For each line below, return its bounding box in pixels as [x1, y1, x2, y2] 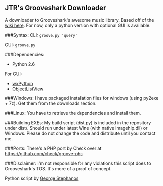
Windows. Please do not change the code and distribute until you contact [5, 130, 156, 136]
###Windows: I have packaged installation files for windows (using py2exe [5, 95, 159, 101]
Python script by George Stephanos [5, 175, 79, 181]
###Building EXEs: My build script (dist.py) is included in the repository [5, 119, 151, 126]
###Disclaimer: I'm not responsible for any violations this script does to [5, 160, 151, 166]
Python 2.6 [12, 61, 35, 67]
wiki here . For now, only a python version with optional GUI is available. [5, 22, 151, 28]
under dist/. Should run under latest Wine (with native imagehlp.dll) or [5, 125, 148, 131]
